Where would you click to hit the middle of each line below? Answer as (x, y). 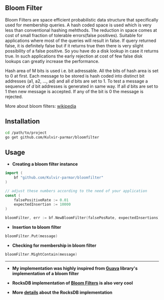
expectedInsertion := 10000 (42, 204)
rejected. (14, 97)
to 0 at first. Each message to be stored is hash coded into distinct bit (75, 76)
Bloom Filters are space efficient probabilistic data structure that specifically (82, 20)
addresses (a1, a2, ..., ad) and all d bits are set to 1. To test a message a (76, 81)
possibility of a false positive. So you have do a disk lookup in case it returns (82, 51)
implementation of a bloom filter (45, 273)
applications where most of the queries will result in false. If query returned (81, 40)
